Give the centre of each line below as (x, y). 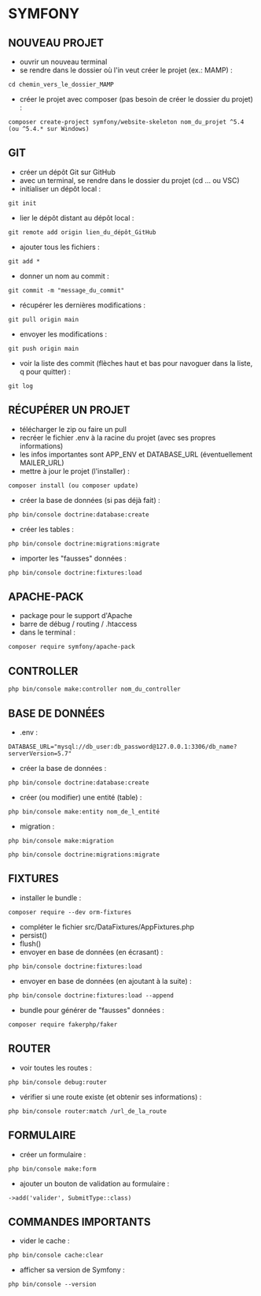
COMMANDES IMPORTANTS (79, 1222)
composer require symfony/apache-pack (72, 647)
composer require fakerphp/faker (63, 1024)
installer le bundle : (50, 898)
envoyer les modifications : (63, 334)
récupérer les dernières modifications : (83, 305)
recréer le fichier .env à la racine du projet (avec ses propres (118, 438)
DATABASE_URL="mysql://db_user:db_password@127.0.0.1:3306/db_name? (123, 747)
